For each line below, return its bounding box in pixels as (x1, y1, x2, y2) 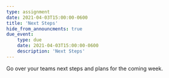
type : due (17, 37, 42, 43)
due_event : (6, 31, 34, 37)
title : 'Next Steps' (6, 20, 59, 26)
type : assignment (6, 8, 50, 15)
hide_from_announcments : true (6, 25, 83, 32)
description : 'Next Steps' (17, 48, 85, 54)
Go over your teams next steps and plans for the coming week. (6, 65, 164, 72)
